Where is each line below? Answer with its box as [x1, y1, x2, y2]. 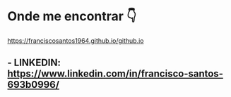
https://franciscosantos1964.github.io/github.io [7, 36, 144, 45]
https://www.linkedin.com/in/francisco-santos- [7, 67, 224, 80]
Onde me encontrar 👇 [7, 8, 136, 25]
